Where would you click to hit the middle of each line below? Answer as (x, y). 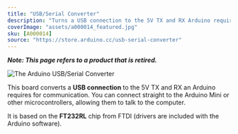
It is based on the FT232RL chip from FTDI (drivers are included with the (113, 116)
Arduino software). (35, 123)
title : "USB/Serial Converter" (53, 14)
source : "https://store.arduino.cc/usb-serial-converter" (95, 40)
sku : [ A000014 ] (30, 33)
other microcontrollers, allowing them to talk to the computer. (97, 102)
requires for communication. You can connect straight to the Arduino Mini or (119, 95)
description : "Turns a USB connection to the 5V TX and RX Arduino (109, 20)
